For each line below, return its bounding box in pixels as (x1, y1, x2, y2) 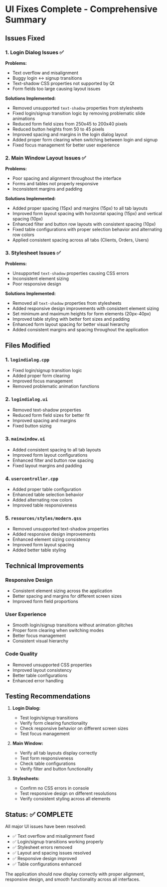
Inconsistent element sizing (12, 275, 69, 282)
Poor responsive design (12, 281, 61, 287)
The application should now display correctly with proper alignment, (5, 871, 145, 877)
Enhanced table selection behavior (12, 492, 84, 498)
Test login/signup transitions (19, 715, 78, 721)
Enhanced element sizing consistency (12, 536, 91, 542)
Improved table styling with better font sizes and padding (12, 316, 130, 322)
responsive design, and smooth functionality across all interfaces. (5, 877, 141, 883)
